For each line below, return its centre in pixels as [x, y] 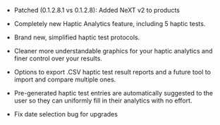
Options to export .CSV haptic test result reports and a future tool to [112, 72]
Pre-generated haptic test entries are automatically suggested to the [114, 93]
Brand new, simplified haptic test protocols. [77, 37]
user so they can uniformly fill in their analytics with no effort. [103, 100]
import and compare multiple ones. [65, 79]
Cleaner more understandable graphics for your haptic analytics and [113, 51]
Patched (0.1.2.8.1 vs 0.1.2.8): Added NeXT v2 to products [97, 10]
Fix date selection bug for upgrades [66, 114]
